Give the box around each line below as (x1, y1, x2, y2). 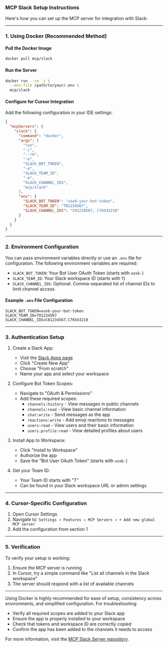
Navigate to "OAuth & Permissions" (19, 390, 92, 396)
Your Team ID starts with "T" (19, 477, 79, 483)
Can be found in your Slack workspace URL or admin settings (19, 483, 147, 489)
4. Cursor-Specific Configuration (5, 500, 87, 507)
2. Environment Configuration (5, 243, 79, 250)
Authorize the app (19, 453, 57, 459)
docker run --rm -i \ (5, 78, 50, 83)
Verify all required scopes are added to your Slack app (12, 610, 125, 616)
